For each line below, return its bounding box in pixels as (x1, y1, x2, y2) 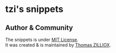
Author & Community (5, 23, 73, 32)
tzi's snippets (5, 3, 64, 15)
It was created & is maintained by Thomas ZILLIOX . (5, 42, 111, 48)
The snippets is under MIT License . (5, 36, 79, 42)
